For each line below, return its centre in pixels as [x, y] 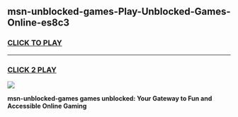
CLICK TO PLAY [35, 43]
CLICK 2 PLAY [32, 69]
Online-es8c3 [38, 23]
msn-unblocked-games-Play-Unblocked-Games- [119, 12]
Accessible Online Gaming [47, 106]
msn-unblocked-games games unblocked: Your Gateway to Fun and [110, 98]
